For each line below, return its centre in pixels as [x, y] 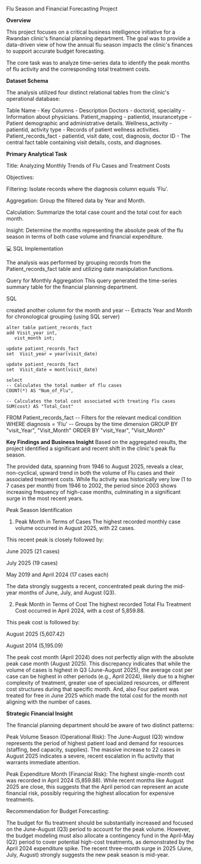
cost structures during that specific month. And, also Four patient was [92, 689]
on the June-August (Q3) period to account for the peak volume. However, [98, 829]
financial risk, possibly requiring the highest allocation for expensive [90, 793]
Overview [19, 20]
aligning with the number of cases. [49, 702]
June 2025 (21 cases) [33, 551]
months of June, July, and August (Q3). [67, 592]
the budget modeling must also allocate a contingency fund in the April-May [100, 835]
